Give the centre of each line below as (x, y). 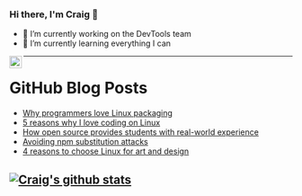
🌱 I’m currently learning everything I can (97, 43)
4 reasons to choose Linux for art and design (106, 151)
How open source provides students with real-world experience (140, 132)
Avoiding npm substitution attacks (85, 142)
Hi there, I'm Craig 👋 (54, 14)
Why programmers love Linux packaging (98, 113)
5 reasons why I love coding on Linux (91, 123)
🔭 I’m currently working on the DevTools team (107, 34)
